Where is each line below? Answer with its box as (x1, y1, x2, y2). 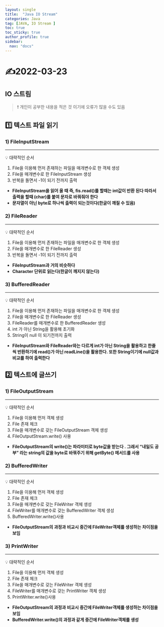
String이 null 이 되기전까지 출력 (12, 332, 72, 338)
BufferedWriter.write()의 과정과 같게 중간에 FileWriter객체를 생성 (12, 617, 139, 623)
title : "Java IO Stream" (5, 12, 58, 17)
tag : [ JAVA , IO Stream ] (5, 21, 56, 26)
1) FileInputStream (5, 138, 49, 145)
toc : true (5, 26, 25, 30)
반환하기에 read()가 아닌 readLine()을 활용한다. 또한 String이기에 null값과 (17, 349, 159, 354)
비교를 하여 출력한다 (12, 354, 50, 361)
